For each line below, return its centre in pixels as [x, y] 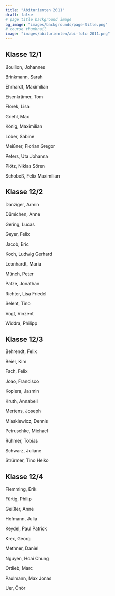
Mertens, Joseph [23, 411]
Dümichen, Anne [23, 214]
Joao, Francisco [22, 381]
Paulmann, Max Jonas [28, 578]
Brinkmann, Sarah [24, 77]
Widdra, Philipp [21, 323]
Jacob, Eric [17, 244]
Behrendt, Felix [21, 351]
